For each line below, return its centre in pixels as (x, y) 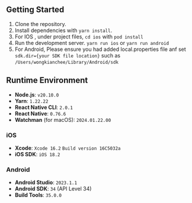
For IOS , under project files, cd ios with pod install (79, 36)
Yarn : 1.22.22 (31, 101)
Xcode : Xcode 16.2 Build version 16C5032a (68, 148)
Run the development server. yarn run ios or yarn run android (92, 43)
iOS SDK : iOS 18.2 (37, 154)
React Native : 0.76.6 (40, 113)
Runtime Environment (47, 80)
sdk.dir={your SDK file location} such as (67, 55)
